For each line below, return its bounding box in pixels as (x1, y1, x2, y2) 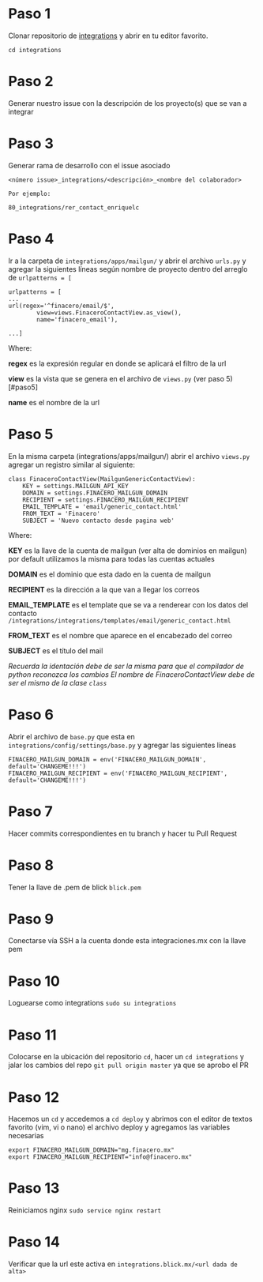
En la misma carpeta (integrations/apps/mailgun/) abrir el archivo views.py (8, 451, 250, 461)
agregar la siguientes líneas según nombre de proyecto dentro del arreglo (8, 264, 248, 273)
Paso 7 (8, 803, 53, 820)
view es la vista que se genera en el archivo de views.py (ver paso (8, 374, 225, 383)
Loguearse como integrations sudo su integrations (8, 998, 177, 1008)
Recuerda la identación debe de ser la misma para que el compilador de (8, 661, 245, 671)
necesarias (8, 1131, 44, 1141)
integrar (8, 107, 34, 116)
